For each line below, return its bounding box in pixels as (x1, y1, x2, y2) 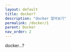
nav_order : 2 (5, 29, 32, 34)
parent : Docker (5, 25, 36, 30)
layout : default (5, 7, 38, 12)
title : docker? (5, 12, 36, 16)
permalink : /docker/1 (5, 20, 49, 26)
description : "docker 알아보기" (5, 16, 67, 21)
